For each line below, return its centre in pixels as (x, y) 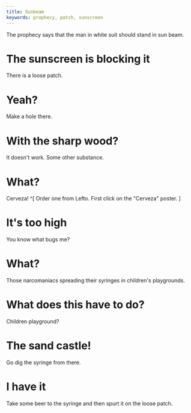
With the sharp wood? (62, 141)
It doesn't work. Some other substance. (55, 158)
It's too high (37, 223)
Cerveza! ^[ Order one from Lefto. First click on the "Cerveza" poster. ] (94, 199)
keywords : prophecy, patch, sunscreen (55, 17)
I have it (26, 387)
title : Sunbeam (25, 12)
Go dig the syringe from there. (44, 362)
